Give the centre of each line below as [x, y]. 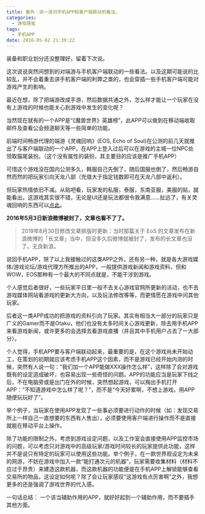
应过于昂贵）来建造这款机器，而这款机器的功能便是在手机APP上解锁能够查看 [103, 469]
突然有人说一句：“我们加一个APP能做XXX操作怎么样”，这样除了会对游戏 [107, 367]
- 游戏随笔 [24, 23]
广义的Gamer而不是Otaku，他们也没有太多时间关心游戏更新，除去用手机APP [102, 323]
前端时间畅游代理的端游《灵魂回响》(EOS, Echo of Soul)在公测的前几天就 [98, 141]
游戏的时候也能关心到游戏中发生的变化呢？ [70, 107]
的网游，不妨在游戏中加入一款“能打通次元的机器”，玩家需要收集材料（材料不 [102, 461]
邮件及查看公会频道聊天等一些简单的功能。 [60, 128]
